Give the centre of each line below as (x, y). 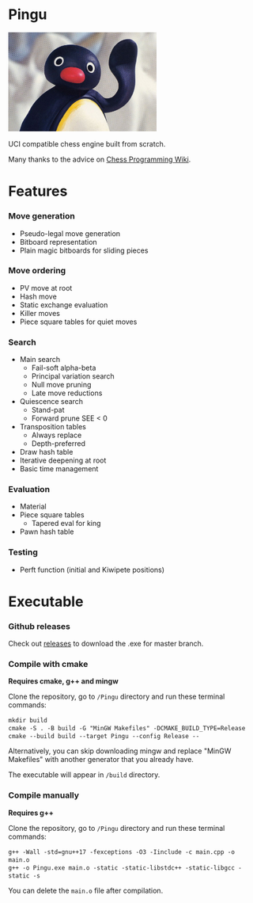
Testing (23, 552)
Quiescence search (51, 402)
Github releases (40, 626)
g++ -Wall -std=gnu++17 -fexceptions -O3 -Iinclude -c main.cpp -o (122, 852)
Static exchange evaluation (64, 305)
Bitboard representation (58, 242)
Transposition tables (53, 427)
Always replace (57, 435)
